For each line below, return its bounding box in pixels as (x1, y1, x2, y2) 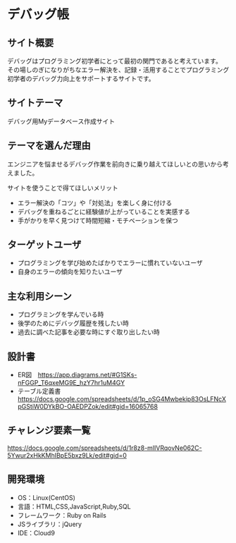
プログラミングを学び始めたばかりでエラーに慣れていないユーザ (17, 259, 203, 267)
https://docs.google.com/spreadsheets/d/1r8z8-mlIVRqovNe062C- (7, 444, 202, 452)
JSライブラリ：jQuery (17, 520, 82, 528)
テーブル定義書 (17, 387, 61, 396)
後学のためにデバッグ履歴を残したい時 (17, 319, 129, 328)
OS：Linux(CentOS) (17, 493, 76, 501)
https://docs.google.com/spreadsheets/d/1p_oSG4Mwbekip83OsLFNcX (17, 395, 227, 403)
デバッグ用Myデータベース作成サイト (7, 117, 115, 126)
